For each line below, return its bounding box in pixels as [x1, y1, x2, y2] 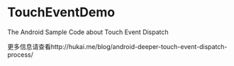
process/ [7, 50, 33, 59]
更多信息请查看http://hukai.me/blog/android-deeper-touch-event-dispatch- [7, 42, 228, 50]
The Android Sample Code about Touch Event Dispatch [7, 28, 169, 36]
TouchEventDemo [7, 4, 116, 21]
